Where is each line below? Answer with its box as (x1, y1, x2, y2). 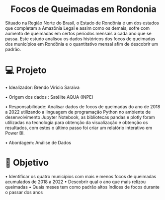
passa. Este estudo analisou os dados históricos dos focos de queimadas (5, 36, 156, 42)
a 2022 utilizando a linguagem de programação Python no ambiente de (5, 109, 151, 115)
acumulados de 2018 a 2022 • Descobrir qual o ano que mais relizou (5, 179, 146, 185)
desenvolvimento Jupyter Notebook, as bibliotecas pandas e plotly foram (5, 114, 155, 120)
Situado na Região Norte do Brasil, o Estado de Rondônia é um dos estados (5, 20, 159, 26)
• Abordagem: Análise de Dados (5, 139, 71, 145)
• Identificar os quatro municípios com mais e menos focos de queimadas (5, 173, 157, 179)
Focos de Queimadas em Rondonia (10, 3, 157, 15)
